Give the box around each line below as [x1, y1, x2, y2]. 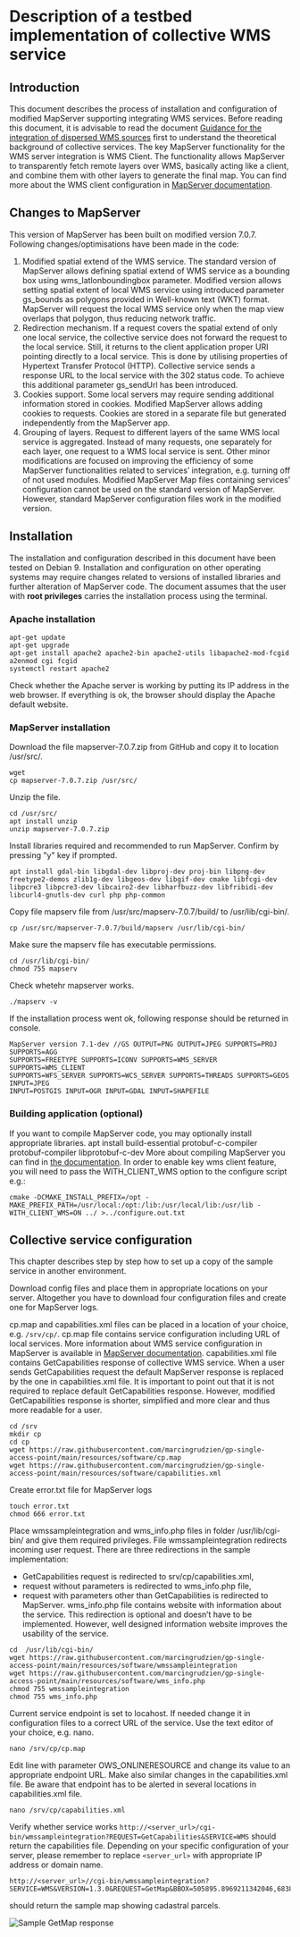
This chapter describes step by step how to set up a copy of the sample [9, 1256, 274, 1267]
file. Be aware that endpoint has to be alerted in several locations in [9, 1779, 257, 1790]
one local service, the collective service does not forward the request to [21, 332, 287, 342]
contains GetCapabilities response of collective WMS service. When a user [9, 1357, 286, 1369]
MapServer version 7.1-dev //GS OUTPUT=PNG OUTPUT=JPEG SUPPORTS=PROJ [9, 1040, 278, 1049]
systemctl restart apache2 [9, 664, 110, 673]
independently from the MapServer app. [21, 417, 171, 428]
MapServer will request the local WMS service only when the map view [21, 303, 285, 314]
